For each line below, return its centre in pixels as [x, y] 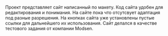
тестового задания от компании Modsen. [49, 28]
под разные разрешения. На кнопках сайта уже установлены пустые [80, 18]
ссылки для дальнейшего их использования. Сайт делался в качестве [81, 23]
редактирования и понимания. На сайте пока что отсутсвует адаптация [83, 12]
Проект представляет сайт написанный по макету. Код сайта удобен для [84, 7]
